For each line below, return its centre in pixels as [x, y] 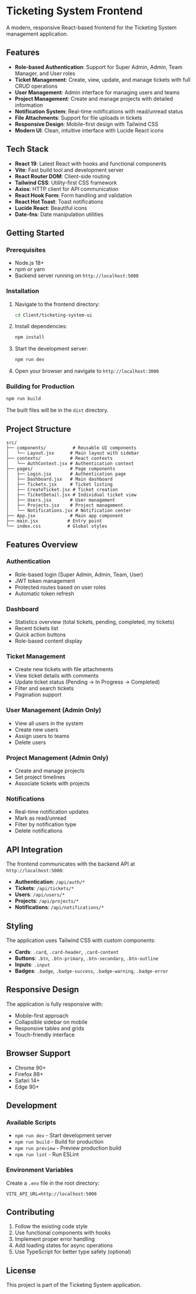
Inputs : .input [32, 964]
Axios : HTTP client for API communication [67, 189]
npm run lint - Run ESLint [47, 1154]
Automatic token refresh [44, 593]
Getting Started [35, 233]
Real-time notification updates [52, 812]
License [21, 1270]
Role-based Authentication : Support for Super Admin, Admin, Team [99, 67]
